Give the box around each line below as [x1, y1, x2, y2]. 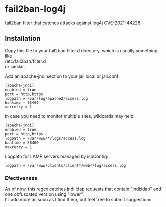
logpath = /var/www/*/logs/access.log [5, 136, 86, 141]
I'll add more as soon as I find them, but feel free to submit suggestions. [5, 197, 153, 203]
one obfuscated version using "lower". [5, 191, 84, 197]
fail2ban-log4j [5, 3, 66, 15]
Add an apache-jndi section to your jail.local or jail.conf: [5, 73, 120, 79]
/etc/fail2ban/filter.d [5, 58, 46, 64]
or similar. [5, 63, 25, 69]
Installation [5, 34, 41, 43]
